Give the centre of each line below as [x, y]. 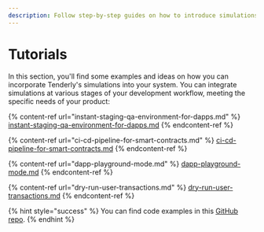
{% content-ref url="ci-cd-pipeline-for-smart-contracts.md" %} [111, 140]
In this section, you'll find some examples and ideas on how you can [119, 76]
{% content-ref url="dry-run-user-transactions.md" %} [97, 187]
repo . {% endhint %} [41, 219]
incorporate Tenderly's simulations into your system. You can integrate [123, 84]
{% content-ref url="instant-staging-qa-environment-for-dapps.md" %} [125, 116]
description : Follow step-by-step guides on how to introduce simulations [133, 15]
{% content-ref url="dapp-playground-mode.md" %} [94, 164]
